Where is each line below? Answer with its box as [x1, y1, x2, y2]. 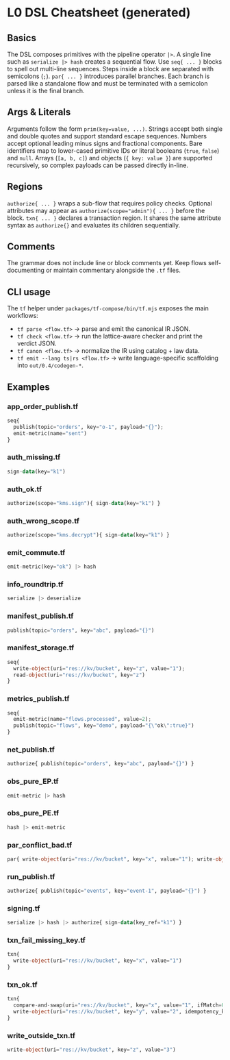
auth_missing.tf [7, 452, 61, 462]
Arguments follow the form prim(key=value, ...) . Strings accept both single [7, 125, 223, 133]
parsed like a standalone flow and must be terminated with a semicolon [7, 79, 208, 87]
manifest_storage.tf [7, 643, 75, 652]
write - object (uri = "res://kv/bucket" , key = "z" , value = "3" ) [7, 1046, 176, 1053]
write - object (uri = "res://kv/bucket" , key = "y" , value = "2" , [13, 1009, 183, 1015]
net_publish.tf [7, 745, 55, 754]
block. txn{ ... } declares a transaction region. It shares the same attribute [7, 214, 221, 222]
